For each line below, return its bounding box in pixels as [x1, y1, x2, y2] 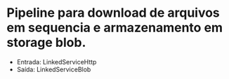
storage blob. [6, 35, 86, 50]
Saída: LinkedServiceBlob [16, 65, 91, 73]
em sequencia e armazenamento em [6, 20, 223, 36]
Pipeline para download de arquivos [6, 5, 221, 21]
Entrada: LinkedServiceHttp [16, 57, 97, 66]
